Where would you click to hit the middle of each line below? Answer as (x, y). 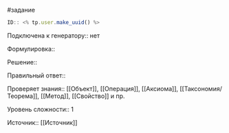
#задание (21, 10)
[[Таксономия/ (201, 88)
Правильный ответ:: (36, 75)
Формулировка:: (31, 49)
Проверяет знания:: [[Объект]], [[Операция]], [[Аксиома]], (93, 88)
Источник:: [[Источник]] (42, 122)
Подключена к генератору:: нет (54, 35)
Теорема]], (23, 96)
